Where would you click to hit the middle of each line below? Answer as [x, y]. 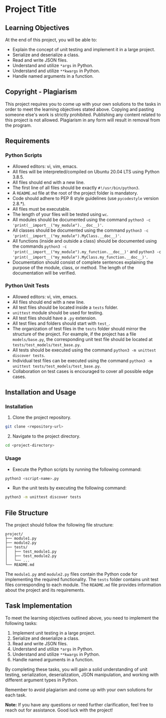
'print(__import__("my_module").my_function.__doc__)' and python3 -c [87, 251]
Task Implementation [39, 606]
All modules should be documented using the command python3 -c [82, 220]
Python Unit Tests [27, 286]
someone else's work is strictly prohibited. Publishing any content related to [83, 114]
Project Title [31, 9]
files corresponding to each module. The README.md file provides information [83, 585]
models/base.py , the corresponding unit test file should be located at [83, 339]
